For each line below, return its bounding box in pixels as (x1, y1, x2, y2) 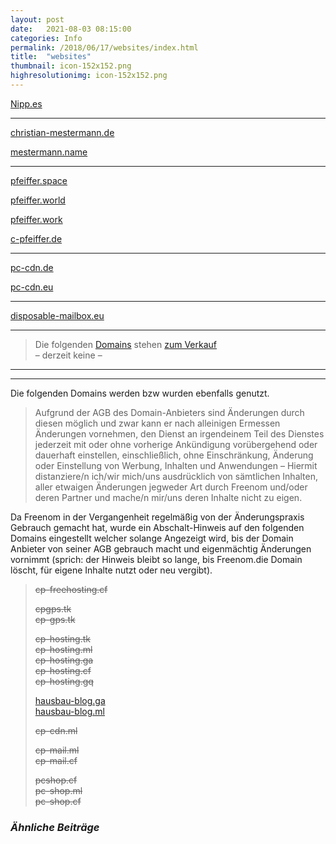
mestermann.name (10, 146, 88, 158)
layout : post (10, 14, 65, 25)
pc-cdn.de (10, 261, 54, 273)
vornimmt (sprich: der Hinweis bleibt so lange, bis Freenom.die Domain (10, 553, 303, 565)
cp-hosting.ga (34, 654, 94, 666)
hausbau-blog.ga (34, 694, 106, 706)
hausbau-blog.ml (34, 705, 105, 717)
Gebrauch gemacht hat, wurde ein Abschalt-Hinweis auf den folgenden (10, 521, 305, 533)
